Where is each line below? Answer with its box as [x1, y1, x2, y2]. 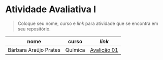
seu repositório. [17, 25, 51, 32]
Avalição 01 [90, 46, 118, 53]
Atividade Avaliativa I [5, 4, 96, 15]
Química [65, 46, 85, 53]
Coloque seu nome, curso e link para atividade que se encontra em [17, 20, 158, 26]
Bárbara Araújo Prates [8, 46, 61, 53]
